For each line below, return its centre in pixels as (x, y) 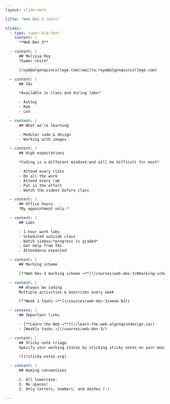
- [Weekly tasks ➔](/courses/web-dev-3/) (63, 329)
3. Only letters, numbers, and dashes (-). (65, 389)
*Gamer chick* (34, 61)
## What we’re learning (44, 125)
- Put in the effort (40, 185)
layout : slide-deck (26, 10)
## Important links (39, 315)
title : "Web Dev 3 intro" (32, 19)
